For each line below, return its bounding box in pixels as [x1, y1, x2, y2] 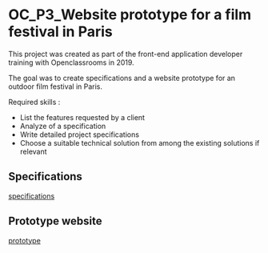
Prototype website [8, 215, 102, 228]
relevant [19, 147, 47, 156]
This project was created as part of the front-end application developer [8, 49, 243, 58]
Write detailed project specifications [19, 130, 140, 139]
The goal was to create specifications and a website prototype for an [8, 73, 236, 82]
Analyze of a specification [19, 121, 106, 131]
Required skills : [8, 97, 61, 106]
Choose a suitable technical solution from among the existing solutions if [19, 138, 260, 147]
